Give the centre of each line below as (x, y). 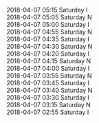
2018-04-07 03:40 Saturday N (49, 90)
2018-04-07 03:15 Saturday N (48, 105)
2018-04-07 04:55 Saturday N (49, 32)
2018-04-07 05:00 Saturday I (48, 24)
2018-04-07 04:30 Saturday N (49, 46)
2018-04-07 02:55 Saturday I (48, 112)
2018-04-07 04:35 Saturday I (48, 39)
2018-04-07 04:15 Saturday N (49, 61)
